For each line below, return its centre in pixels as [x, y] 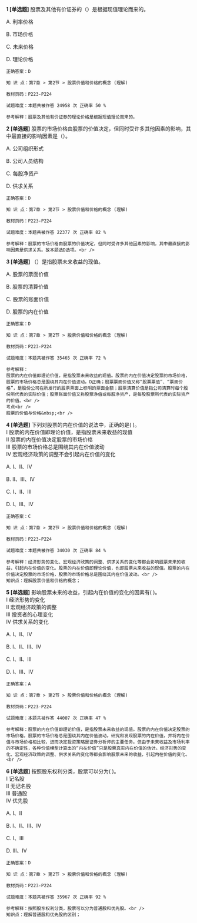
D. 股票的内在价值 [27, 312]
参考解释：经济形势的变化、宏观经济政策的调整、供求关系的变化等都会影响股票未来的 [94, 562]
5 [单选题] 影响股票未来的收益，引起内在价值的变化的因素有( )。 [83, 592]
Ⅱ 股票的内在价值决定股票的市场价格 [49, 439]
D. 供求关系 [20, 186]
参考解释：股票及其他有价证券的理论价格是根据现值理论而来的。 [72, 117]
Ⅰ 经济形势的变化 [26, 600]
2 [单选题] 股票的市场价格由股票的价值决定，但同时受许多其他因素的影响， [96, 128]
